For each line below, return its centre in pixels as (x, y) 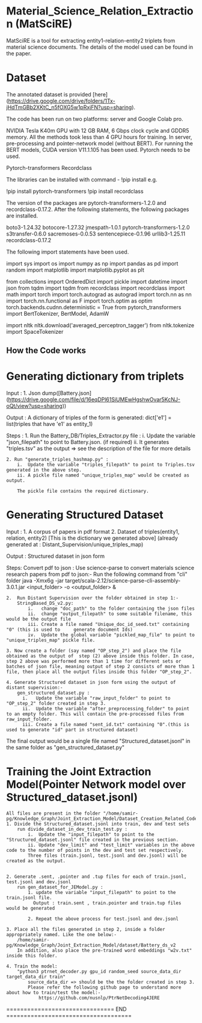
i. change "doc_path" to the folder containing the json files (112, 609)
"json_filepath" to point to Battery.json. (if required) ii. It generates (88, 442)
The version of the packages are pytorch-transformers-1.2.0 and (86, 202)
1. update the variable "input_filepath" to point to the (102, 893)
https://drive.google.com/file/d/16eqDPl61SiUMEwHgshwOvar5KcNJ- (94, 399)
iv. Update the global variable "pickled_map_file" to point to (112, 635)
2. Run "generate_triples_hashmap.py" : (58, 460)
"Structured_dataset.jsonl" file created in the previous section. (93, 840)
